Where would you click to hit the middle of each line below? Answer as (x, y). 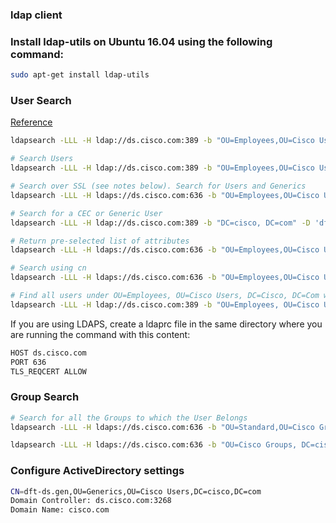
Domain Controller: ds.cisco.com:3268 (91, 501)
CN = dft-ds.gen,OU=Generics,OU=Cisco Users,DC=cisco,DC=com (136, 491)
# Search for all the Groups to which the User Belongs (129, 418)
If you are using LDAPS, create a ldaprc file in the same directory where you (166, 324)
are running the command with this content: (100, 334)
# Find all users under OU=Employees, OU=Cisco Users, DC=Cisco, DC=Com (165, 296)
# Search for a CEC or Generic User (86, 213)
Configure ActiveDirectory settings (97, 471)
